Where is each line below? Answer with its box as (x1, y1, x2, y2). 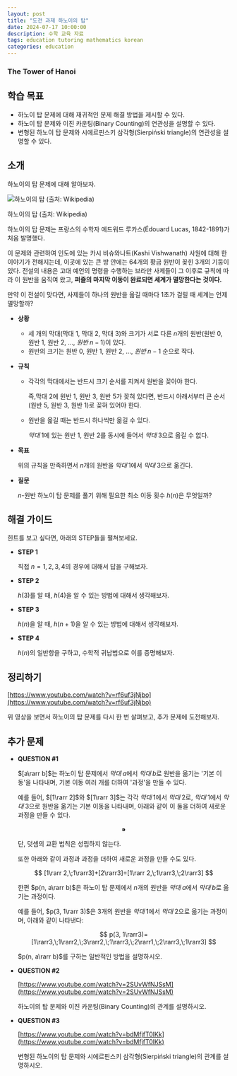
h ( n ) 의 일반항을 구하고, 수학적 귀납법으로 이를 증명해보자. (17, 649, 175, 657)
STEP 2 (17, 577, 39, 585)
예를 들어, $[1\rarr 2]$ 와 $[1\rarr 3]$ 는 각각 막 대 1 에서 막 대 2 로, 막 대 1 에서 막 (17, 793, 229, 802)
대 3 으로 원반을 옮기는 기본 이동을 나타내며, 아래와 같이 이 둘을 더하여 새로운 (17, 802, 226, 810)
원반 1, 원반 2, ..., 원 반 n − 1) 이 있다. (28, 337, 126, 347)
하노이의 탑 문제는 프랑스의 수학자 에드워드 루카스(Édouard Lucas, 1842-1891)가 (7, 224, 230, 233)
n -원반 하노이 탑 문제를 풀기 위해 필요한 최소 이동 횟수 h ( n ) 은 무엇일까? (17, 491, 212, 499)
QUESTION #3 (17, 1016, 60, 1024)
